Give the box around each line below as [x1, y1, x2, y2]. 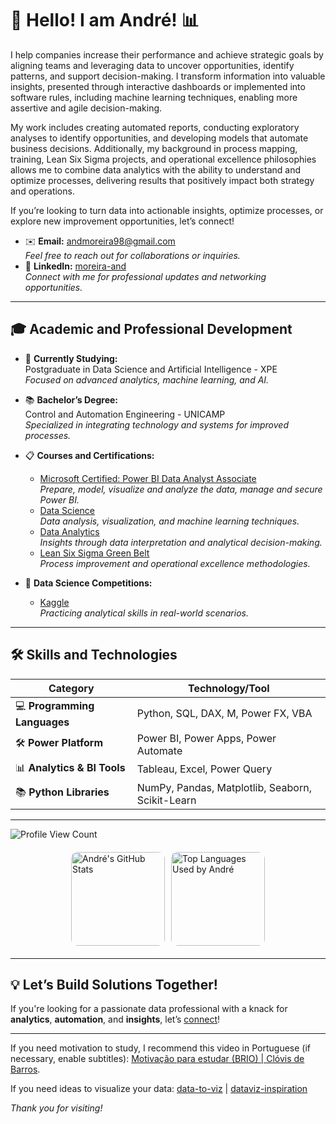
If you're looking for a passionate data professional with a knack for [10, 1003, 288, 1015]
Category [48, 681, 95, 695]
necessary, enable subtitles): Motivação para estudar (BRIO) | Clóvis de [10, 1053, 305, 1065]
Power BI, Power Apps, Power [136, 731, 277, 745]
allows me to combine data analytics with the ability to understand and [10, 163, 301, 176]
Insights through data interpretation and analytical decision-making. [39, 536, 323, 548]
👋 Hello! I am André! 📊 [10, 9, 200, 32]
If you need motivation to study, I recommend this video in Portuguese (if [10, 1042, 312, 1054]
